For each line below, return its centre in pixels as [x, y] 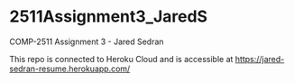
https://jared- [260, 59]
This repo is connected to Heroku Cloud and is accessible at [121, 59]
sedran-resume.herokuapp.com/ [70, 69]
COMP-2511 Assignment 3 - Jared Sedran [87, 41]
